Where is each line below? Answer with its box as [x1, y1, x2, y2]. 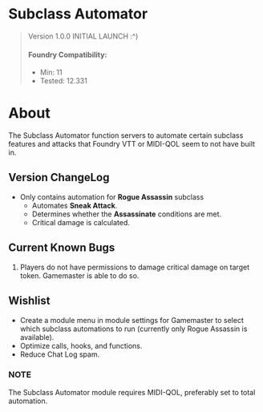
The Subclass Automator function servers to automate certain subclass [8, 131, 244, 140]
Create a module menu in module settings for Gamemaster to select [19, 315, 245, 325]
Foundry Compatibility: [27, 50, 107, 59]
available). [19, 332, 55, 341]
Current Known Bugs [8, 241, 115, 255]
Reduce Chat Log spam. [19, 349, 100, 359]
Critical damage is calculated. [31, 217, 131, 227]
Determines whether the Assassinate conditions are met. [31, 209, 222, 219]
